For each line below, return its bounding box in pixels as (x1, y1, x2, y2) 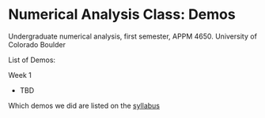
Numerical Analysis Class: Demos (8, 6, 236, 24)
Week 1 (8, 70, 32, 79)
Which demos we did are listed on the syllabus (8, 101, 161, 110)
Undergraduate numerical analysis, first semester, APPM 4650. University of (8, 31, 257, 41)
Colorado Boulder (8, 39, 66, 49)
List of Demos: (8, 55, 56, 65)
